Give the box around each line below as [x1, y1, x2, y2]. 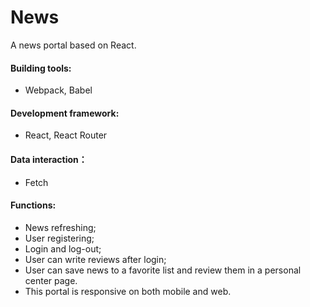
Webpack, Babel [24, 84, 93, 96]
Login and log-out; [24, 242, 102, 255]
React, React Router [24, 129, 108, 141]
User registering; [24, 232, 95, 244]
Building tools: [10, 62, 72, 74]
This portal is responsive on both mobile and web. [24, 285, 232, 297]
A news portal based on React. [10, 39, 137, 51]
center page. [24, 274, 78, 286]
